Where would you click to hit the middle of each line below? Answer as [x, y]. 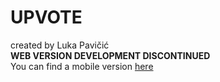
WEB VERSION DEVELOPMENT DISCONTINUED [110, 55]
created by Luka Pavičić [60, 45]
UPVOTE [46, 17]
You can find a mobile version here [82, 66]
